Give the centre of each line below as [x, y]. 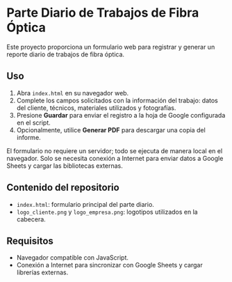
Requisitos [30, 241]
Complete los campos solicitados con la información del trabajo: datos [117, 100]
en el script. [34, 123]
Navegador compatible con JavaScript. [73, 258]
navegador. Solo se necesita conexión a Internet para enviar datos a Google [115, 158]
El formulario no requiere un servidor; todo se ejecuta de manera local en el [115, 150]
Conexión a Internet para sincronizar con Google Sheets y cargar [109, 265]
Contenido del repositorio [63, 188]
